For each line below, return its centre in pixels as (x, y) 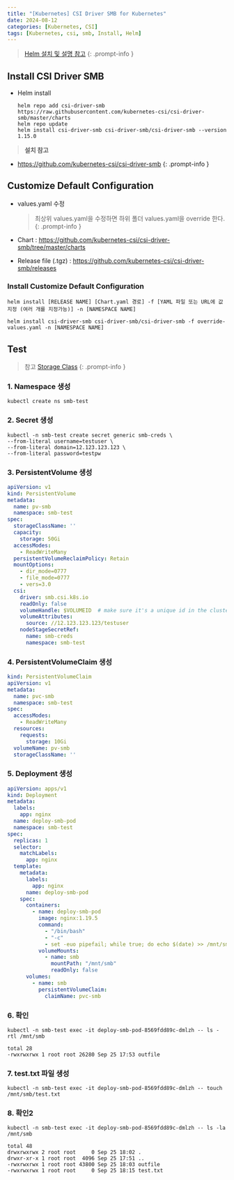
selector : (28, 847)
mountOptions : (34, 565)
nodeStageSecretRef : (49, 630)
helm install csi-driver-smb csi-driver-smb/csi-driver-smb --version (122, 130)
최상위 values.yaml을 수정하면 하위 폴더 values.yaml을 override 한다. (130, 218)
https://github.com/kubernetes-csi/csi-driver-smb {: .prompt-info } (113, 164)
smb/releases (37, 268)
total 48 (20, 1147)
